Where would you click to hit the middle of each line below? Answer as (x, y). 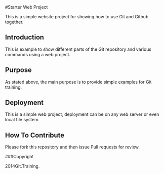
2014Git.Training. (22, 166)
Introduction (25, 37)
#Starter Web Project (26, 7)
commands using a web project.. (38, 54)
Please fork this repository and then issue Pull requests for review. (72, 147)
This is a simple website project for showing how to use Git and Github (77, 17)
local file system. (22, 120)
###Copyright (19, 157)
